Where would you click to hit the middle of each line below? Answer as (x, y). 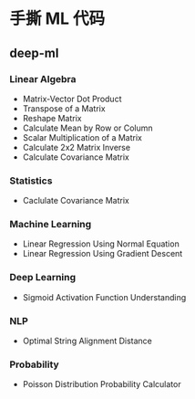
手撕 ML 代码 (57, 19)
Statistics (31, 181)
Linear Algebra (43, 79)
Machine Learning (51, 225)
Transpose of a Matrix (64, 108)
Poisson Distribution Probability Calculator (102, 384)
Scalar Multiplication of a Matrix (82, 137)
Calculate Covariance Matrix (76, 157)
